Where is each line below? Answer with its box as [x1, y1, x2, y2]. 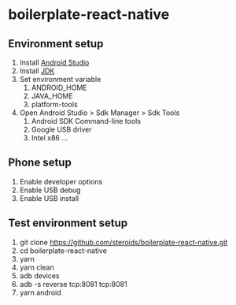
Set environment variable [19, 75, 101, 84]
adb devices [19, 270, 61, 281]
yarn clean [19, 262, 54, 272]
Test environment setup [8, 217, 128, 230]
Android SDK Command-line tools [31, 117, 142, 125]
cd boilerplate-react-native [19, 246, 108, 255]
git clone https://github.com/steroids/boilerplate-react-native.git [19, 237, 228, 247]
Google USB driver [31, 125, 92, 134]
